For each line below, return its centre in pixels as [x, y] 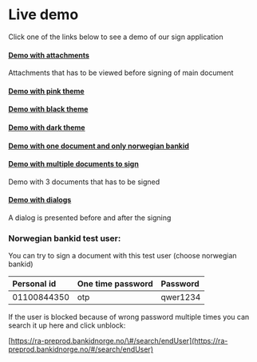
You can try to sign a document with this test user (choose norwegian [123, 256]
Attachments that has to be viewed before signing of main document [121, 73]
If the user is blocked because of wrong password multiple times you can [129, 317]
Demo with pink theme [47, 91]
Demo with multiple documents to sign [74, 164]
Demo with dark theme [47, 127]
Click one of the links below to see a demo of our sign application [116, 37]
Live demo [43, 15]
